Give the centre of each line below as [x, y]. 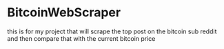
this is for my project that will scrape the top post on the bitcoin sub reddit [112, 31]
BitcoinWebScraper [64, 13]
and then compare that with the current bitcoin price [81, 38]
